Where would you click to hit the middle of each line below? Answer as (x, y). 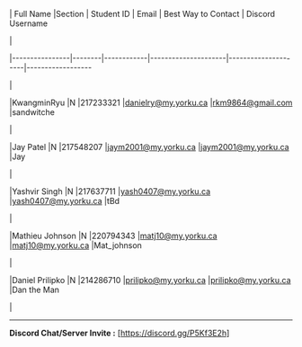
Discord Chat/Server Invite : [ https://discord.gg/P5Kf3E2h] (120, 333)
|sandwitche (32, 112)
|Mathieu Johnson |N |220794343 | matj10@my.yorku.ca (113, 236)
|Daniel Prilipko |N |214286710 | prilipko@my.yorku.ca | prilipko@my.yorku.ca (150, 280)
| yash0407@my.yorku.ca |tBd (64, 201)
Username (29, 23)
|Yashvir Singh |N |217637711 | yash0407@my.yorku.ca (110, 191)
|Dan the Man (35, 289)
